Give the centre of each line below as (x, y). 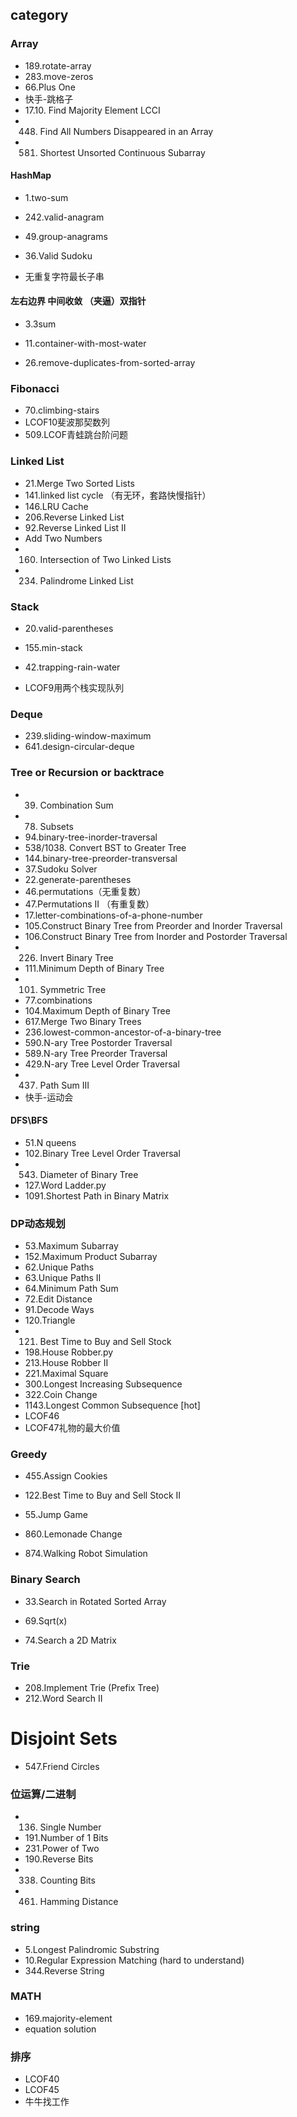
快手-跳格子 (49, 99)
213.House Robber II (66, 1363)
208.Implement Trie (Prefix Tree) (92, 1687)
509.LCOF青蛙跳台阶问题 (76, 435)
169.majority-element (68, 2018)
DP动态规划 (38, 1223)
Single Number (70, 1827)
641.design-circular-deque (79, 747)
